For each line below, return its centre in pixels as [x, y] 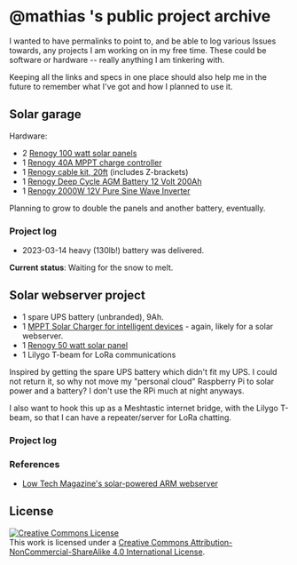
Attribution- [211, 542]
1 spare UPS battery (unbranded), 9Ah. [93, 316]
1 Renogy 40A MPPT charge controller [92, 163]
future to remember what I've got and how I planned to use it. [121, 86]
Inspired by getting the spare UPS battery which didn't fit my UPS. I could [143, 371]
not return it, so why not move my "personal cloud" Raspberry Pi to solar [142, 381]
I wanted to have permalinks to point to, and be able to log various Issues [143, 41]
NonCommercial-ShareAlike [60, 552]
